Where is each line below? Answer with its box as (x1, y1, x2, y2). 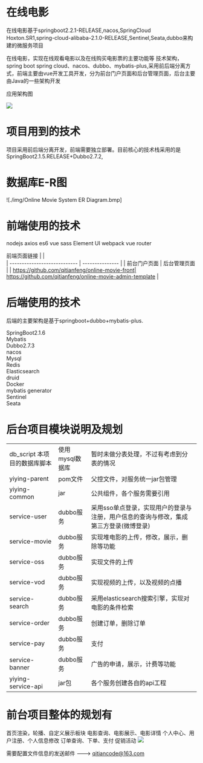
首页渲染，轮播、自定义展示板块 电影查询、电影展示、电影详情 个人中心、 (6, 729, 189, 736)
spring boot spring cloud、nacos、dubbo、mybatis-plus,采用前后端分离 (6, 62, 185, 69)
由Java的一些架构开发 (6, 77, 61, 85)
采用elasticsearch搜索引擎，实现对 (91, 594, 190, 602)
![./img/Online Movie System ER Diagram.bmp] (6, 196, 122, 203)
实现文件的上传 (91, 558, 134, 566)
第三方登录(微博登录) (91, 521, 151, 530)
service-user (9, 512, 47, 520)
